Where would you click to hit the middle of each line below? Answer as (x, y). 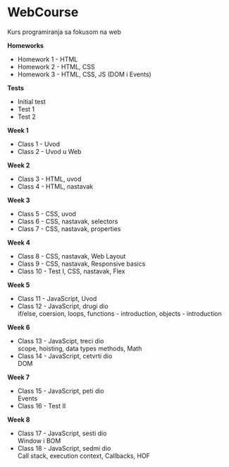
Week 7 (19, 377)
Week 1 (18, 130)
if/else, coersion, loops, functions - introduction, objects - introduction (119, 313)
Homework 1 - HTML (48, 59)
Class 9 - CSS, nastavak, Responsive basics (81, 264)
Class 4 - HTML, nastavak (55, 186)
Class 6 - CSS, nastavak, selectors (68, 221)
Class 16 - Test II (42, 406)
